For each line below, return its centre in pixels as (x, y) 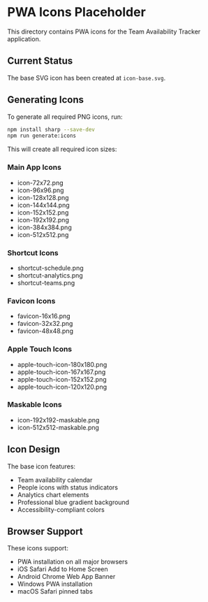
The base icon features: (41, 466)
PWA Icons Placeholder (77, 12)
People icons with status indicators (68, 487)
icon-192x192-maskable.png (58, 420)
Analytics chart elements (53, 494)
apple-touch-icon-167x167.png (61, 372)
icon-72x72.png (40, 182)
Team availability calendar (55, 480)
